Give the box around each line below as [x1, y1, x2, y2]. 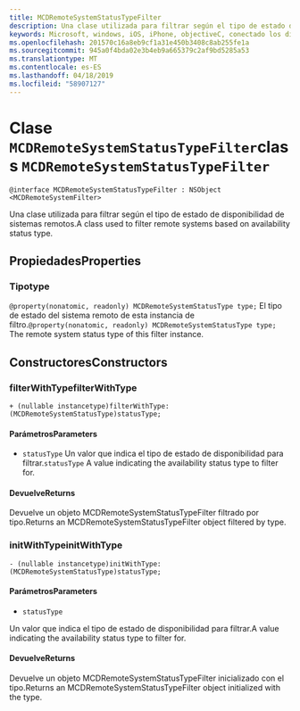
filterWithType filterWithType [9, 381, 137, 393]
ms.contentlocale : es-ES [9, 63, 102, 72]
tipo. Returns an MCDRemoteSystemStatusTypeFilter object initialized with [9, 682, 281, 693]
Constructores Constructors [9, 354, 168, 370]
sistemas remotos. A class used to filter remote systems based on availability [9, 218, 290, 228]
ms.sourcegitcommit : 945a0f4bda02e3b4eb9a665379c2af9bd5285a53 [9, 46, 250, 55]
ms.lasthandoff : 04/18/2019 [9, 71, 114, 80]
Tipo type [9, 280, 50, 293]
